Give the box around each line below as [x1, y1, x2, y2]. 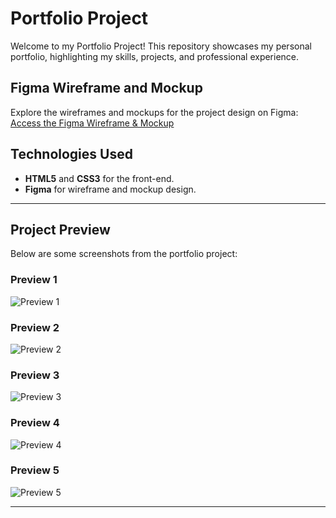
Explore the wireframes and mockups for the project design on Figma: [10, 106, 299, 118]
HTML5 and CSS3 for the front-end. [24, 172, 175, 184]
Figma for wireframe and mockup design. [24, 183, 197, 195]
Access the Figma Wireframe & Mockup [10, 117, 175, 129]
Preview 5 [10, 463, 60, 477]
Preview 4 [10, 416, 60, 430]
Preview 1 [10, 273, 58, 287]
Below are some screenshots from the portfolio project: [10, 248, 238, 260]
